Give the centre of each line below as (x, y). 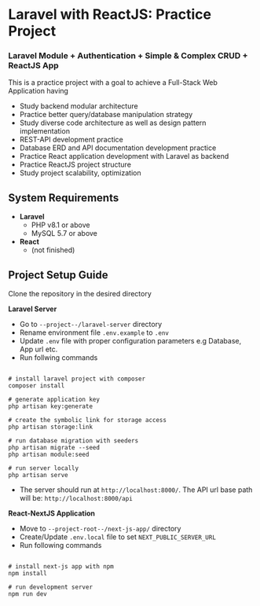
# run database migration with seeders (73, 441)
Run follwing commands (59, 358)
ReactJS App (33, 66)
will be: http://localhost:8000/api (76, 498)
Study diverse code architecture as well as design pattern (113, 123)
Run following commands (60, 545)
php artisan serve (38, 476)
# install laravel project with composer (77, 379)
